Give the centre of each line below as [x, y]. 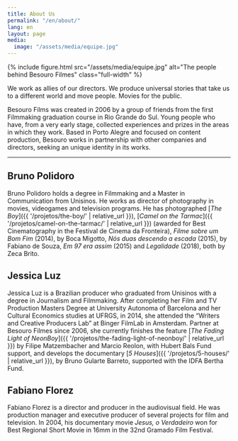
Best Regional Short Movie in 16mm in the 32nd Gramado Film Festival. [110, 430]
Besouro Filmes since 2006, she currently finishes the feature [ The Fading [116, 330]
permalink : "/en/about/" [44, 21]
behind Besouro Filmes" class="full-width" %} [75, 74]
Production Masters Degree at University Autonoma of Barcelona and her [114, 308]
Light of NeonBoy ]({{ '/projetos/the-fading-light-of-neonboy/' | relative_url [116, 338]
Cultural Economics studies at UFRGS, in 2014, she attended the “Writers [114, 316]
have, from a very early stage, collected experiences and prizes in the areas [118, 124]
